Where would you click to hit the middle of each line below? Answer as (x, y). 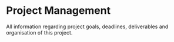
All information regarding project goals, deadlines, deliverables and (87, 26)
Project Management (58, 11)
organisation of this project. (39, 32)
